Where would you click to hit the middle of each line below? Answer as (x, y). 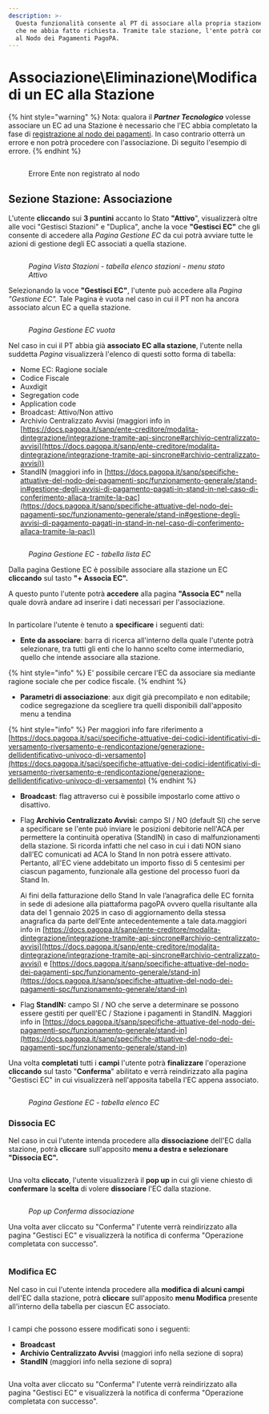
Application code (48, 403)
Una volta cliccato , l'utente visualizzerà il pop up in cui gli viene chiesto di (131, 1181)
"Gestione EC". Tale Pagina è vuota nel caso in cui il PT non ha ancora (124, 299)
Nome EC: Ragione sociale (64, 369)
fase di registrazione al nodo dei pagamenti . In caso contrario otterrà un (127, 134)
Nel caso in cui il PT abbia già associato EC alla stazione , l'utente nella (125, 345)
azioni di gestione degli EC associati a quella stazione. (97, 244)
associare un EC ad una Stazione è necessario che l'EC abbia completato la (133, 126)
